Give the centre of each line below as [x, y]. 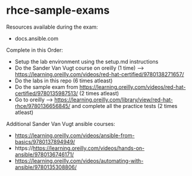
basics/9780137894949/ [45, 141]
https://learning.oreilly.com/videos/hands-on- [89, 148]
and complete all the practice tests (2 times [125, 106]
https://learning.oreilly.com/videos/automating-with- [79, 160]
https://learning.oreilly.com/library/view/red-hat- [114, 100]
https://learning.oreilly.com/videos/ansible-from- [75, 135]
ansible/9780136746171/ [44, 154]
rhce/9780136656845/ [43, 106]
